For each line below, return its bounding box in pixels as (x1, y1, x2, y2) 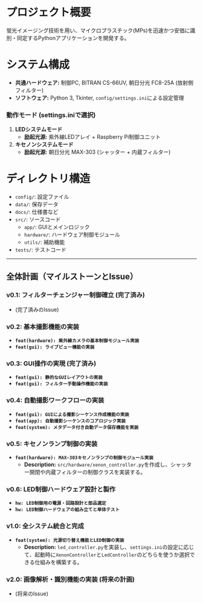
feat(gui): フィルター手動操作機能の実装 (14, 381, 108, 387)
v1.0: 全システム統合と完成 (6, 522, 85, 530)
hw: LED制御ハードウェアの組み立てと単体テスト (14, 507, 120, 513)
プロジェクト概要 (6, 5, 92, 19)
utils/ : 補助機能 (24, 239, 65, 246)
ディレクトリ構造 (6, 172, 91, 185)
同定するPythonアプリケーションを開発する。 (16, 34, 130, 41)
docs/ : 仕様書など (14, 208, 59, 216)
